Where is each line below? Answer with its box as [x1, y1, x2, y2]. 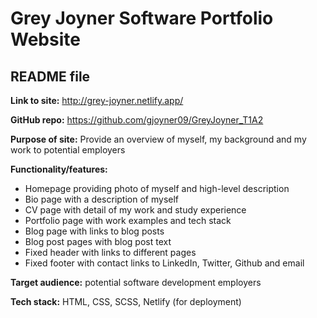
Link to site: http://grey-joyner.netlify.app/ [10, 95, 184, 106]
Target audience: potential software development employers [10, 277, 262, 288]
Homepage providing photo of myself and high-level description [24, 183, 290, 194]
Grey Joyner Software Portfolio [10, 7, 274, 30]
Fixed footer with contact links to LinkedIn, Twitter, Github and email [24, 257, 305, 269]
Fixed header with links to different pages [24, 247, 197, 258]
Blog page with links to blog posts [24, 225, 165, 237]
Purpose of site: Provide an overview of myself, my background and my [10, 133, 307, 145]
